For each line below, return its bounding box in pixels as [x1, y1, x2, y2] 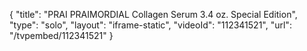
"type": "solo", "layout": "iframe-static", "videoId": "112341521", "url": [9, 19, 292, 31]
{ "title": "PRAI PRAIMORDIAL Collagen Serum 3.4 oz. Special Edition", [9, 9, 298, 20]
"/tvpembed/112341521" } [9, 30, 114, 41]
